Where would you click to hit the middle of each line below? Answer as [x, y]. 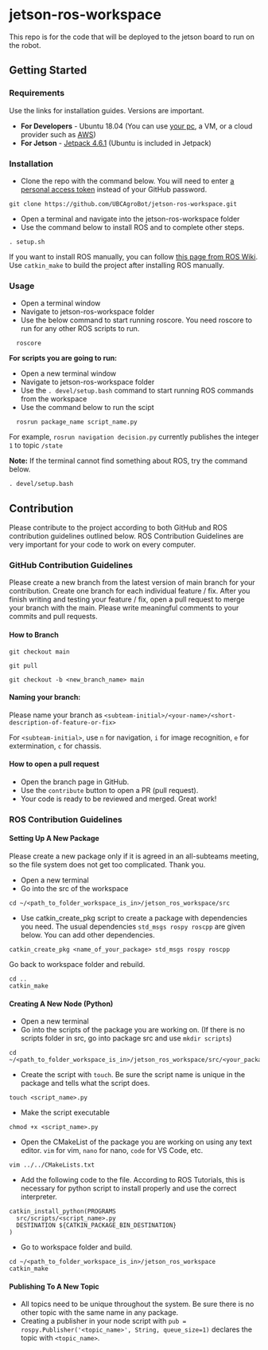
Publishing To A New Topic [54, 1286]
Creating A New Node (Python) [61, 1004]
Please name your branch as [56, 715]
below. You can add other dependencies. [87, 935]
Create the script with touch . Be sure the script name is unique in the [133, 1075]
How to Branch [34, 634]
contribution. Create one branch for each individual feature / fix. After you [130, 591]
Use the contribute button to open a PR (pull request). [109, 790]
